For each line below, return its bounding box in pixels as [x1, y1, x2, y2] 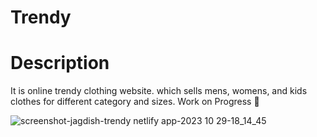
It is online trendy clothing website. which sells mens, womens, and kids [10, 85, 308, 97]
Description [10, 52, 110, 75]
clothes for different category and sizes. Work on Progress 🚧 [10, 96, 260, 108]
